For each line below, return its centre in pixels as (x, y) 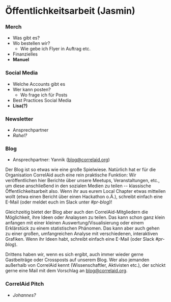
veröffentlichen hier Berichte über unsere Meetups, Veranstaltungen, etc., (83, 181)
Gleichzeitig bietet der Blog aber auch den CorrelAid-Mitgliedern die (77, 212)
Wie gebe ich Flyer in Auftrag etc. (55, 49)
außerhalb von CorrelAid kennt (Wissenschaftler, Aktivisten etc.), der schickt (85, 265)
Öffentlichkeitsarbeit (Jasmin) (70, 11)
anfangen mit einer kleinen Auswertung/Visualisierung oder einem (75, 223)
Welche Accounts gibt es (39, 84)
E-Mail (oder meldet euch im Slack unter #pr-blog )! (59, 202)
